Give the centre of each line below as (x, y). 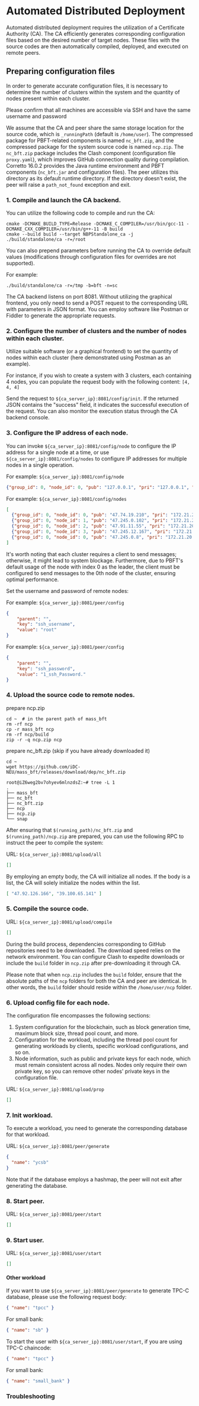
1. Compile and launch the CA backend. (64, 200)
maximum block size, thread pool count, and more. (77, 1033)
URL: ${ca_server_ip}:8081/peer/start (54, 1214)
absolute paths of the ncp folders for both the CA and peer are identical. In (97, 981)
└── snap (17, 819)
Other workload (26, 1278)
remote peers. (23, 52)
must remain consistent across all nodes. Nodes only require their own (101, 1065)
